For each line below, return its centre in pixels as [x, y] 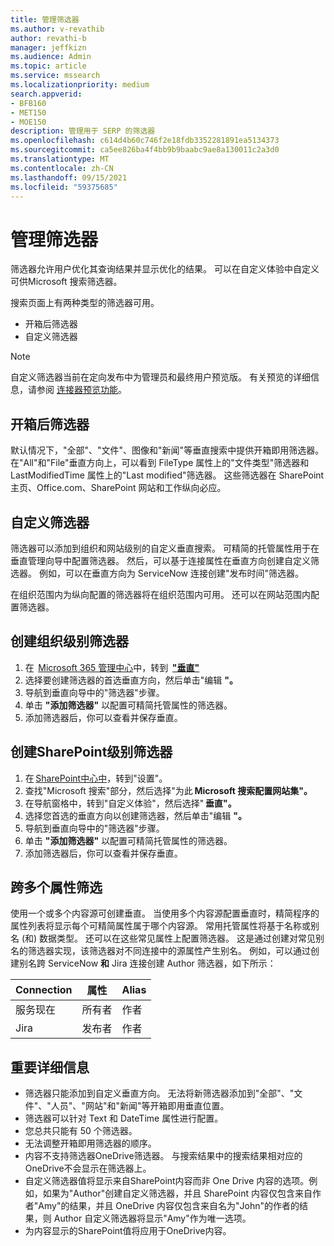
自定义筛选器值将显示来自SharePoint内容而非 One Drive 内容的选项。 [167, 1181]
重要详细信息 [50, 1067]
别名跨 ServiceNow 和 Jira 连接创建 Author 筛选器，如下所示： [147, 963]
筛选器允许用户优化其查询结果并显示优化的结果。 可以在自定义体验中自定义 [165, 269]
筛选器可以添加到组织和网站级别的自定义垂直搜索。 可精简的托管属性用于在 [165, 548]
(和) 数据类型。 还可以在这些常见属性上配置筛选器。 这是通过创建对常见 [168, 938]
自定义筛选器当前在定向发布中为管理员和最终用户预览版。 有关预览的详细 [160, 377]
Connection [44, 990]
